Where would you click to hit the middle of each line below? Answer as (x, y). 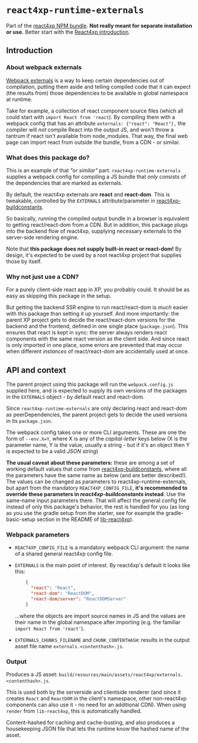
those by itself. (24, 261)
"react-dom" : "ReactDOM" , (62, 594)
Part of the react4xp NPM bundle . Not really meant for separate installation (99, 25)
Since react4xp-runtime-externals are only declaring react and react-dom (97, 409)
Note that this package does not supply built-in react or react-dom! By (94, 249)
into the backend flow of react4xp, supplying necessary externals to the (94, 231)
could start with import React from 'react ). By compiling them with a (91, 117)
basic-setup (21, 519)
